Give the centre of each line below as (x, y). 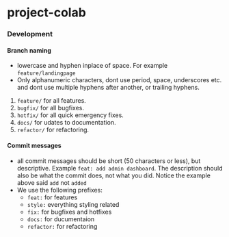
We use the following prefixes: (59, 190)
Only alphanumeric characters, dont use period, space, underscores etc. (119, 80)
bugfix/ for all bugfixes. (50, 108)
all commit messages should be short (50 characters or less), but (109, 161)
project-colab (47, 13)
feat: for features (52, 197)
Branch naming (29, 50)
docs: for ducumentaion (61, 219)
